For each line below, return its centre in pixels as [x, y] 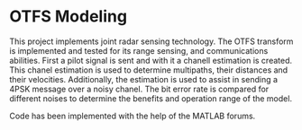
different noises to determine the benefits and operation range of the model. [151, 98]
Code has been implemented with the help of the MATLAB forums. [133, 116]
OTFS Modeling [69, 17]
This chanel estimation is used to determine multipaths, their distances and [149, 70]
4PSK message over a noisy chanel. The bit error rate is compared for [139, 89]
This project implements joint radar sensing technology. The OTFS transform [151, 41]
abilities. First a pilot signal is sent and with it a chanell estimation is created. [151, 60]
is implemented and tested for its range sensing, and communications [139, 50]
